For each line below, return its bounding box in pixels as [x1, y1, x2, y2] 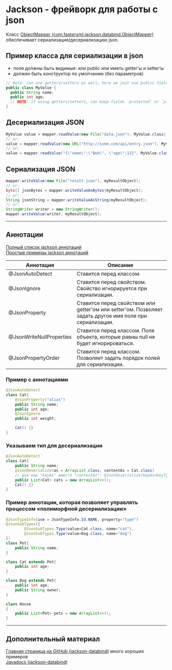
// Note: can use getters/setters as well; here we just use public [6, 80, 155, 85]
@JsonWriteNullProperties [8, 333, 72, 340]
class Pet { [6, 540, 29, 545]
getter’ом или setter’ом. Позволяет [77, 306, 163, 313]
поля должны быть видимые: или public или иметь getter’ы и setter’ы [13, 65, 164, 71]
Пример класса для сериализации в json [6, 52, 143, 60]
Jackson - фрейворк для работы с [6, 4, 158, 15]
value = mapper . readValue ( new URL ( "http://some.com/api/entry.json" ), [6, 141, 159, 146]
